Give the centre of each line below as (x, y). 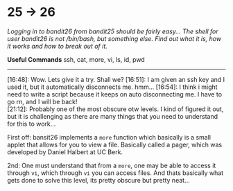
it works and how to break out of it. (57, 46)
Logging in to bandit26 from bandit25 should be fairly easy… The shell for (113, 31)
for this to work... (32, 124)
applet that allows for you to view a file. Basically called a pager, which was (115, 144)
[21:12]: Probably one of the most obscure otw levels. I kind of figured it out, (115, 109)
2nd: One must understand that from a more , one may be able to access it (112, 165)
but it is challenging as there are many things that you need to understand (113, 116)
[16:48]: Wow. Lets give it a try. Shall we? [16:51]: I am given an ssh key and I (116, 79)
